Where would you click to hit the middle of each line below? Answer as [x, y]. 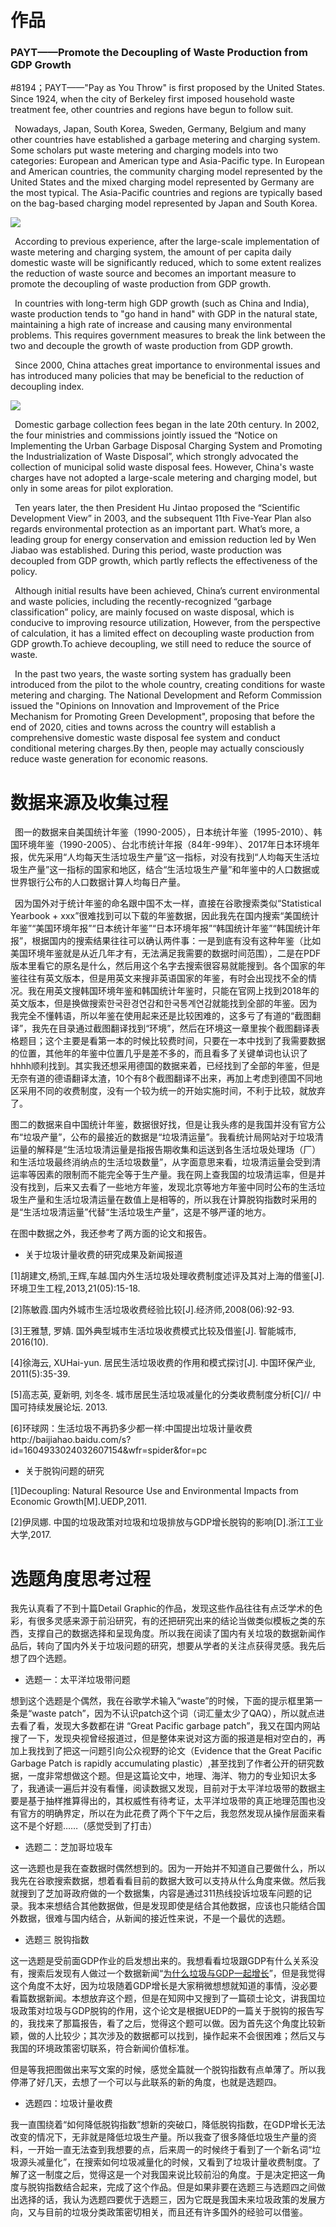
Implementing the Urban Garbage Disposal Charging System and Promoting [166, 446]
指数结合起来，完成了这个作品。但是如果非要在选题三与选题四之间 [180, 2187]
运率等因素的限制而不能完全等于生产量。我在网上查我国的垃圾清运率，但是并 [168, 1175]
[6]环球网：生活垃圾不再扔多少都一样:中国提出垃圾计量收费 [131, 1428]
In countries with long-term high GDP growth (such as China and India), [162, 303]
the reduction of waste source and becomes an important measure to [153, 273]
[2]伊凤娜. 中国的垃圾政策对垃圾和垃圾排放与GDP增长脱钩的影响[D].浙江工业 [167, 1522]
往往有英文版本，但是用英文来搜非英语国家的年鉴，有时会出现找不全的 [163, 978]
